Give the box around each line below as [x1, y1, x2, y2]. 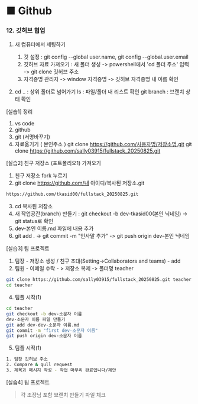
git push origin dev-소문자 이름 [6, 333, 83, 339]
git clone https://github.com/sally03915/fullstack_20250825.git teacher [6, 277, 192, 283]
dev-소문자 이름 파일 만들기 [6, 316, 66, 322]
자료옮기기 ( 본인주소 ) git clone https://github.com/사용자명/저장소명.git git [14, 141, 192, 148]
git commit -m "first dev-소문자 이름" [6, 327, 99, 334]
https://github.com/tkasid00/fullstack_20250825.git [6, 191, 139, 198]
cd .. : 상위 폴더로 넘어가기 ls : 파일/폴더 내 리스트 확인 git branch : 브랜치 [14, 88, 184, 95]
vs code [14, 120, 35, 127]
